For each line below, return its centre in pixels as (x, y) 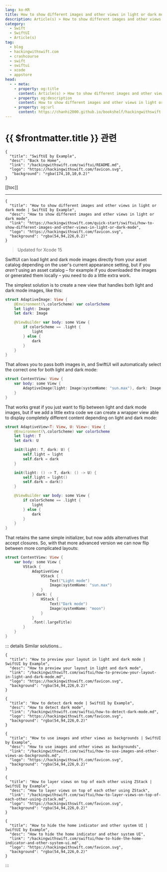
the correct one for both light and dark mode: (51, 370)
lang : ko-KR (17, 10)
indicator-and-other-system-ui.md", (43, 843)
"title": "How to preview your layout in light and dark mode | (78, 659)
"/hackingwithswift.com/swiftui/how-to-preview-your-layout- (92, 672)
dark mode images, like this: (34, 290)
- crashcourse (24, 56)
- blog (16, 47)
